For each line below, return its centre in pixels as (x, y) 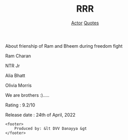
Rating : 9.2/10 (20, 105)
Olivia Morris (18, 85)
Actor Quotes (85, 23)
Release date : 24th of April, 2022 (40, 115)
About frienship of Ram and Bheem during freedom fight (64, 46)
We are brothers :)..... (27, 95)
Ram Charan (18, 56)
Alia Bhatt (15, 75)
